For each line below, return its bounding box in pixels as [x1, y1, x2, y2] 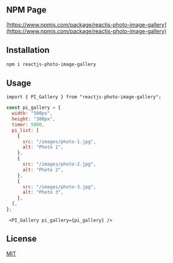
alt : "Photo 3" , [22, 190, 64, 196]
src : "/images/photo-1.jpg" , [22, 138, 97, 145]
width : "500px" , [12, 111, 53, 117]
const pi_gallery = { [6, 104, 61, 111]
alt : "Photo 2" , [22, 166, 64, 172]
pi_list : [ [12, 127, 39, 133]
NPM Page [6, 5, 47, 15]
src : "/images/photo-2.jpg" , [22, 161, 97, 168]
